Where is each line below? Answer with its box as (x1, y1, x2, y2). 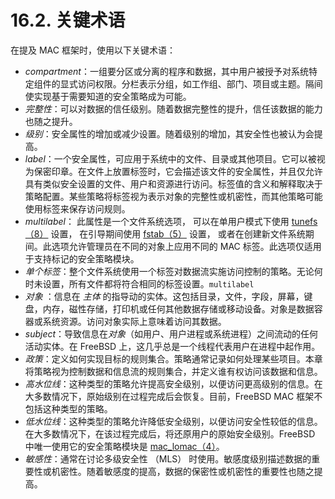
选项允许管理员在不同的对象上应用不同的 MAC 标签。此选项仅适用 (51, 240, 322, 252)
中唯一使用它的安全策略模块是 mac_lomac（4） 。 (24, 440, 225, 452)
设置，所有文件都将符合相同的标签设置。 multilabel (42, 277, 255, 290)
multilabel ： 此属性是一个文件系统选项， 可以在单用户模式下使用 (24, 215, 290, 227)
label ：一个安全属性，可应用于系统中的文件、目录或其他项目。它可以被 (24, 152, 317, 165)
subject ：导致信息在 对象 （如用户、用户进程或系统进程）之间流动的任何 (24, 327, 319, 340)
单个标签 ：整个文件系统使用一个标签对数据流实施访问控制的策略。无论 (24, 265, 315, 277)
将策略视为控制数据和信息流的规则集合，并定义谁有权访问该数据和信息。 (24, 365, 323, 377)
